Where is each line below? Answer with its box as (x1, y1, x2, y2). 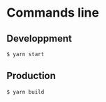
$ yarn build (6, 88, 45, 95)
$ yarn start (6, 51, 45, 58)
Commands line (6, 5, 99, 21)
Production (6, 70, 56, 82)
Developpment (6, 33, 73, 44)
